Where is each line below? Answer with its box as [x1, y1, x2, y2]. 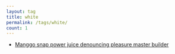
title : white [6, 14, 39, 20]
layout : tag [6, 8, 36, 15]
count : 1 [6, 25, 28, 31]
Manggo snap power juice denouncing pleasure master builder [14, 41, 169, 48]
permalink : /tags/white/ [6, 19, 68, 25]
